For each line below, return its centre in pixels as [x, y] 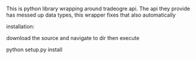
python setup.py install [34, 49]
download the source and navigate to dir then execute [73, 38]
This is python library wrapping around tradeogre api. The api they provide [98, 9]
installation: [20, 27]
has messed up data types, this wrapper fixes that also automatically [91, 15]
